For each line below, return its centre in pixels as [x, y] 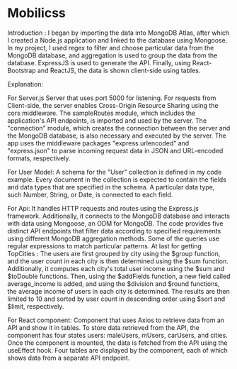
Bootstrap [22, 70]
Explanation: [25, 84]
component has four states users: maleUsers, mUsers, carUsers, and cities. [117, 335]
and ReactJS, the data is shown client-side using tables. [119, 70]
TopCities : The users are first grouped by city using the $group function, [114, 253]
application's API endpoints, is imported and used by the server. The [107, 120]
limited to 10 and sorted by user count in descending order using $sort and [116, 299]
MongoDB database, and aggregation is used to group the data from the [112, 55]
